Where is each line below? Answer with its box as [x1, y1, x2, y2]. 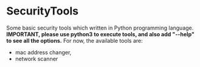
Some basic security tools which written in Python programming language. [6, 24, 194, 31]
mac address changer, [15, 48, 72, 56]
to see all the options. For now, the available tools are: [6, 37, 143, 44]
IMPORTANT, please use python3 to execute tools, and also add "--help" [6, 30, 195, 37]
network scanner [15, 55, 59, 62]
